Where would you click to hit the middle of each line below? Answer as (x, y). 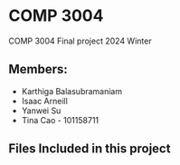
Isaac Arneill (45, 101)
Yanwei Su (41, 111)
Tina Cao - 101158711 (60, 120)
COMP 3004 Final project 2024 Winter (80, 41)
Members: (38, 69)
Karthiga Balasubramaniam (72, 91)
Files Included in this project (90, 149)
